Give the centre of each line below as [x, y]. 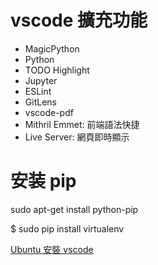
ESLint [38, 91]
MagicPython [52, 48]
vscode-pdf [49, 112]
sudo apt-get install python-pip [74, 209]
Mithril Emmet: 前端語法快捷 [82, 124]
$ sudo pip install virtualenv [67, 228]
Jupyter [41, 80]
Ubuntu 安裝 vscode [52, 249]
